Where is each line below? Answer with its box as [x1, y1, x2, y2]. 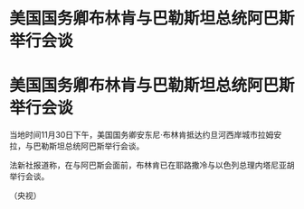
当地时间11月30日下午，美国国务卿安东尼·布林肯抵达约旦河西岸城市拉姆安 [9, 130, 282, 141]
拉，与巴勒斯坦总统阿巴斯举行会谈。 [9, 141, 145, 151]
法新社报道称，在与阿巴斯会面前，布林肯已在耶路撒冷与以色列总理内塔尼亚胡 [9, 159, 295, 171]
